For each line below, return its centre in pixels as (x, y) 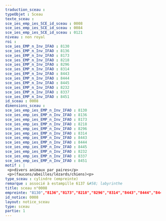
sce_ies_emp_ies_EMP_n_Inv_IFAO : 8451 (46, 160)
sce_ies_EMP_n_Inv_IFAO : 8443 (37, 74)
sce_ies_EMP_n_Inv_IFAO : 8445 (37, 83)
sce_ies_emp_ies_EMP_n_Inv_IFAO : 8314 (46, 133)
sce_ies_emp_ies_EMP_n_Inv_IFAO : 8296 (46, 128)
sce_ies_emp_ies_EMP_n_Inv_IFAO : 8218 (46, 124)
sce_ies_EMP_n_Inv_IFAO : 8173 (37, 55)
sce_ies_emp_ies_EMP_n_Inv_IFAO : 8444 (46, 142)
